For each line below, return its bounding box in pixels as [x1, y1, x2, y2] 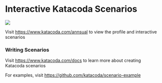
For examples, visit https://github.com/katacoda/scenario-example [5, 72, 141, 78]
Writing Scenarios [5, 46, 49, 53]
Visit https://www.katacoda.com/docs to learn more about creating [5, 57, 141, 63]
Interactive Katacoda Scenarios [5, 3, 137, 15]
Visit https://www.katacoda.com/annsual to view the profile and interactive [5, 28, 157, 35]
